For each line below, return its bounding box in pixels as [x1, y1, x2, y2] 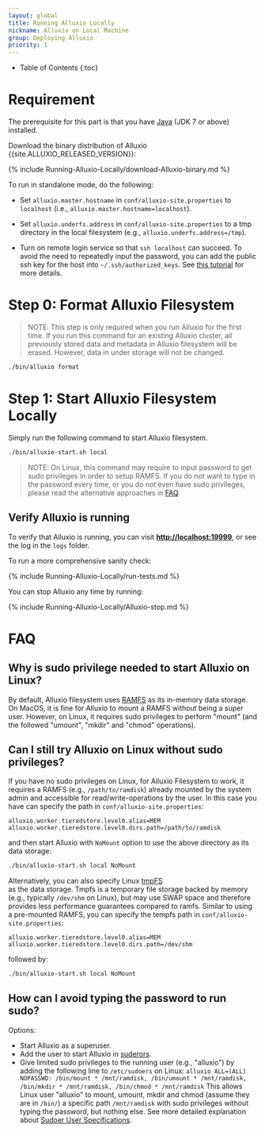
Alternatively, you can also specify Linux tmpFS [8, 876, 163, 886]
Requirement [8, 90, 95, 109]
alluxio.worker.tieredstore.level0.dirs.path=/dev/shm [8, 941, 193, 949]
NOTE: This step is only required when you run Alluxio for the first [27, 322, 242, 332]
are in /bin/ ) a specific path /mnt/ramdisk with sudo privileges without [19, 1098, 249, 1107]
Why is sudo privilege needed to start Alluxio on [8, 661, 250, 675]
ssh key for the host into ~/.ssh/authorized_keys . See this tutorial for [19, 260, 244, 270]
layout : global [8, 11, 59, 20]
